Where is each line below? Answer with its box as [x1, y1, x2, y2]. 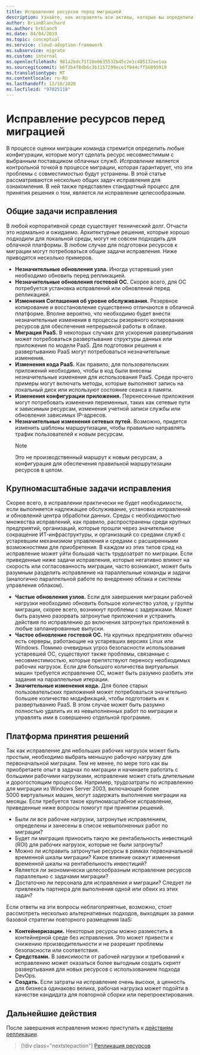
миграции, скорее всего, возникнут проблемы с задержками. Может [14, 606, 192, 613]
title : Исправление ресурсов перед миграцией [6, 8, 121, 15]
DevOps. [14, 972, 37, 979]
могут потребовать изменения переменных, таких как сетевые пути [14, 398, 190, 406]
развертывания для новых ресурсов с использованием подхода [14, 965, 180, 973]
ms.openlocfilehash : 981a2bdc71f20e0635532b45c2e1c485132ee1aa [6, 59, 167, 64]
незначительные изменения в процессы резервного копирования [14, 316, 184, 323]
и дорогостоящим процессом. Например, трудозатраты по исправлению [6, 779, 193, 786]
